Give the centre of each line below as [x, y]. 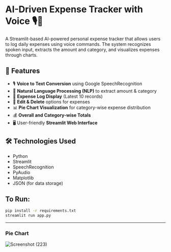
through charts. [21, 55]
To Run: [18, 199]
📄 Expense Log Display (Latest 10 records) [58, 96]
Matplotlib [23, 178]
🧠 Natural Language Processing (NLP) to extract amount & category [84, 91]
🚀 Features [23, 71]
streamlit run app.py [28, 216]
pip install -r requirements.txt [41, 211]
